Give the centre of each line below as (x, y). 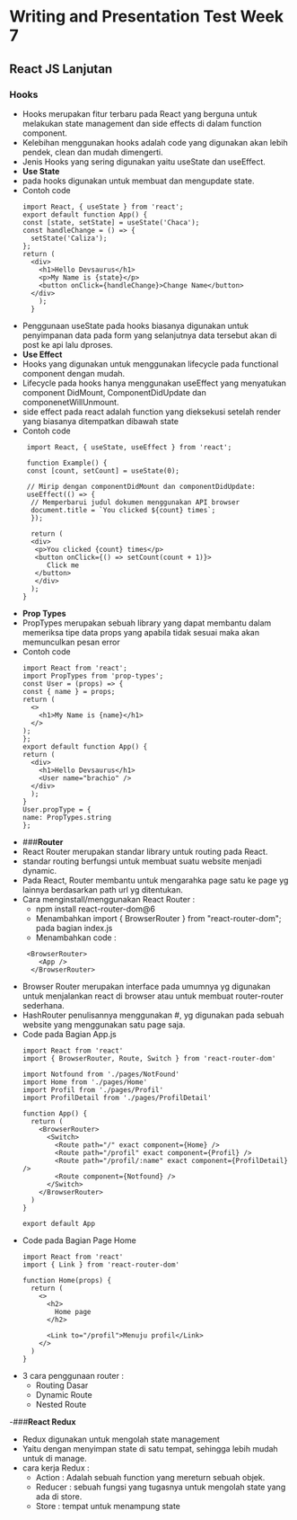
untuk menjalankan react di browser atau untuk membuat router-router (153, 996)
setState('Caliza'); (69, 238)
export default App (59, 1223)
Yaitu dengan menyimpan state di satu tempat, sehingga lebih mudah (150, 1448)
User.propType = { (57, 809)
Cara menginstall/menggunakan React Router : (109, 899)
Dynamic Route (64, 1394)
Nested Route (61, 1404)
